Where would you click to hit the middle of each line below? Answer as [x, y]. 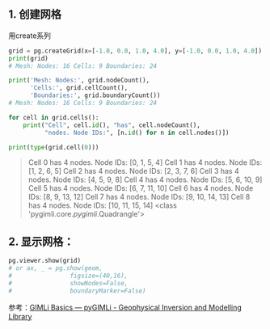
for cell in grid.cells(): [54, 117]
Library [20, 316]
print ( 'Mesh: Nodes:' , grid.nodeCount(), [79, 80]
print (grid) [28, 58]
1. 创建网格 [35, 15]
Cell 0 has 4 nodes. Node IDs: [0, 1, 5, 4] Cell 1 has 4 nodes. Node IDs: [145, 162]
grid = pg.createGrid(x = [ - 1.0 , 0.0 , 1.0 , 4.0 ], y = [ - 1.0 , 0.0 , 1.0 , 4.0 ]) [135, 51]
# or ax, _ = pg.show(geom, [56, 268]
